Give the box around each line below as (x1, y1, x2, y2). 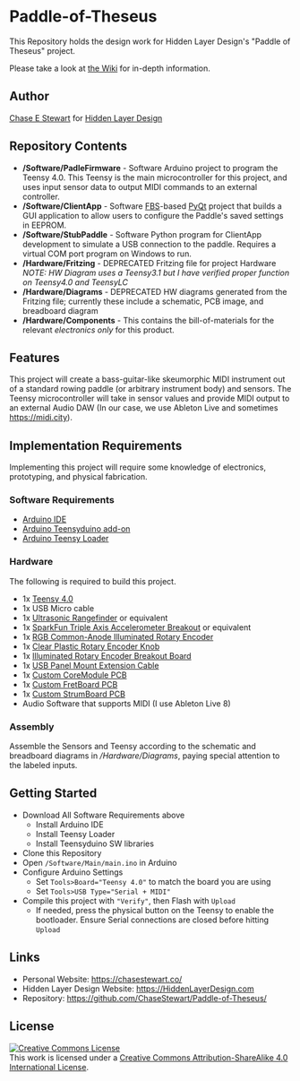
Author (9, 89, 49, 104)
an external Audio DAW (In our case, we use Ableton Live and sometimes (9, 402, 279, 413)
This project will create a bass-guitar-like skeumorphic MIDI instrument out (9, 374, 286, 385)
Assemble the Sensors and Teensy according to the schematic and (9, 741, 257, 752)
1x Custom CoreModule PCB (21, 670, 127, 680)
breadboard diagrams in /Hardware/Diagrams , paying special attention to (9, 750, 280, 761)
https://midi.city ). (9, 412, 73, 423)
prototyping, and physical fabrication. (9, 471, 148, 482)
